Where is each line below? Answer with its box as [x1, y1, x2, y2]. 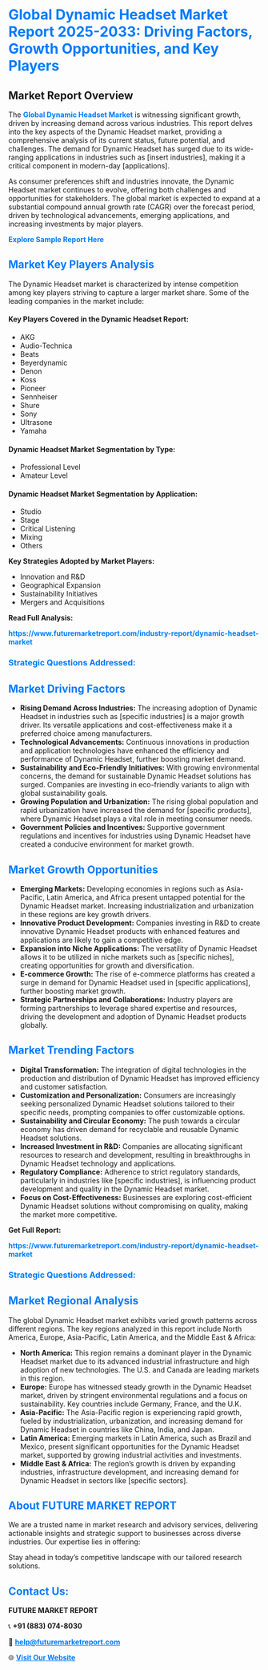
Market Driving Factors [8, 681, 126, 695]
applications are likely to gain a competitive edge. [19, 935, 184, 944]
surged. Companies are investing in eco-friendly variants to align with [19, 780, 250, 790]
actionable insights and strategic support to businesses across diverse [8, 1529, 242, 1539]
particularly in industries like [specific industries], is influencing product [19, 1175, 257, 1185]
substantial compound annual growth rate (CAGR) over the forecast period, [8, 202, 256, 212]
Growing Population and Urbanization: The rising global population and [19, 797, 258, 807]
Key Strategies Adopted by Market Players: [8, 556, 155, 566]
